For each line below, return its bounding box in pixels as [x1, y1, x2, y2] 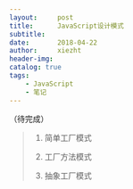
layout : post [9, 12, 74, 22]
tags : [9, 71, 29, 80]
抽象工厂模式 [44, 170, 92, 181]
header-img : [9, 54, 54, 63]
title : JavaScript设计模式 [9, 21, 125, 30]
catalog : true [9, 63, 62, 72]
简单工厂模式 [44, 132, 92, 143]
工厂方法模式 [44, 151, 92, 161]
